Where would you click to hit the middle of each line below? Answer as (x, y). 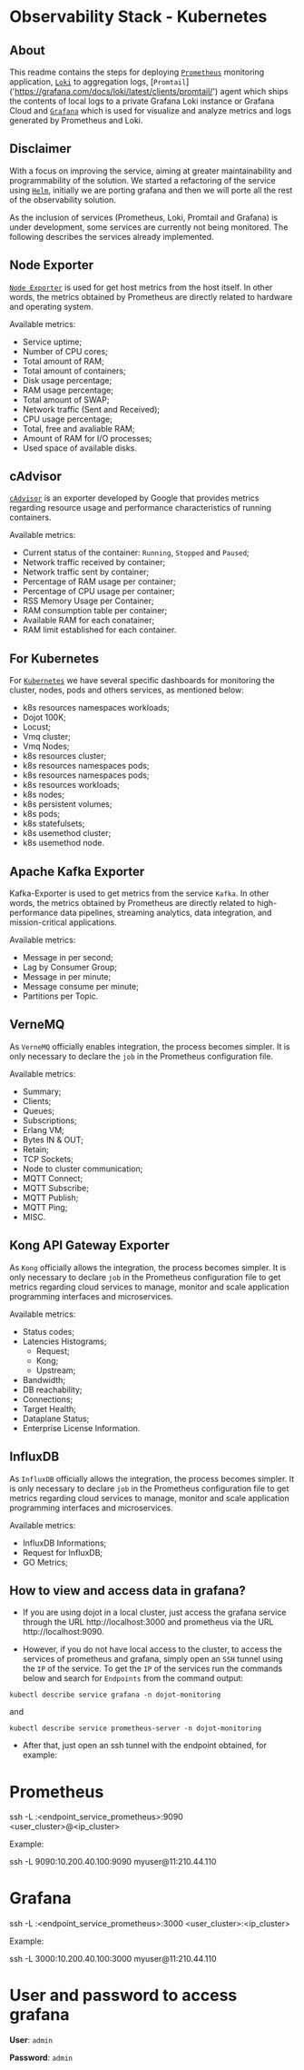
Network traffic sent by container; (86, 572)
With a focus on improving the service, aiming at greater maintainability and (151, 171)
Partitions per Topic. (60, 996)
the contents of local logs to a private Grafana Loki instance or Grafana (142, 101)
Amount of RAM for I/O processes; (87, 438)
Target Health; (49, 1408)
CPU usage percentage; (68, 419)
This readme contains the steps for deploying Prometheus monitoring (137, 72)
